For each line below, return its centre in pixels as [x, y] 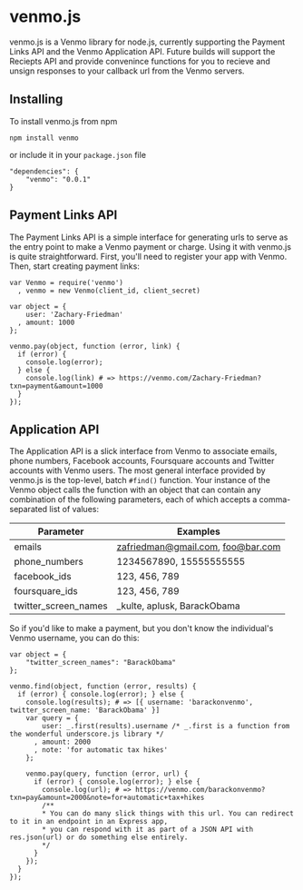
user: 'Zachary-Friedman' [75, 314]
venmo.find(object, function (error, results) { [103, 687]
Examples [198, 531]
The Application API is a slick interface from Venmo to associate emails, [143, 451]
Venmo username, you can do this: [74, 638]
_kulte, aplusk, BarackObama [178, 606]
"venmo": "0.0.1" [59, 179]
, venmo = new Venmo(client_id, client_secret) [109, 291]
